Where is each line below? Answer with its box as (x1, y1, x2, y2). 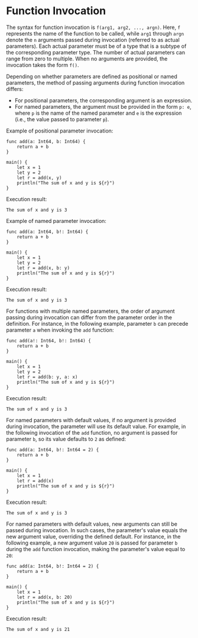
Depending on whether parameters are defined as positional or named (6, 73, 177, 80)
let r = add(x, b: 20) (17, 594, 73, 600)
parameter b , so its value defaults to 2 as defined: (6, 435, 126, 442)
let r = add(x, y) (17, 174, 62, 181)
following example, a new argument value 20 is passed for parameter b (6, 539, 178, 546)
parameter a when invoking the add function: (6, 326, 114, 333)
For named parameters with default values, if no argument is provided (6, 416, 176, 423)
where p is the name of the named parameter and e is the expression (14, 109, 182, 116)
